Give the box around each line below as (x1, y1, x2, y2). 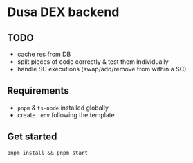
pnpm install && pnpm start (7, 149, 89, 156)
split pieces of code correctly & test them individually (17, 58, 169, 66)
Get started (7, 131, 57, 143)
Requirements (7, 85, 69, 97)
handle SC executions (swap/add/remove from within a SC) (17, 65, 187, 73)
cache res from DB (17, 50, 71, 58)
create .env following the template (17, 110, 116, 119)
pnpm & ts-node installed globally (17, 103, 109, 112)
